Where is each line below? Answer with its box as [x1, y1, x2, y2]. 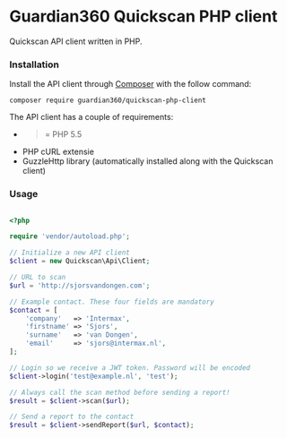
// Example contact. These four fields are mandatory [9, 297, 215, 306]
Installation [9, 58, 60, 71]
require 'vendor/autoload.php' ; [9, 232, 130, 241]
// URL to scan [9, 273, 66, 282]
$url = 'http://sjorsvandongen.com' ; [9, 280, 151, 290]
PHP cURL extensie [22, 146, 94, 158]
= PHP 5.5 [44, 129, 83, 140]
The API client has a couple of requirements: [9, 112, 174, 123]
